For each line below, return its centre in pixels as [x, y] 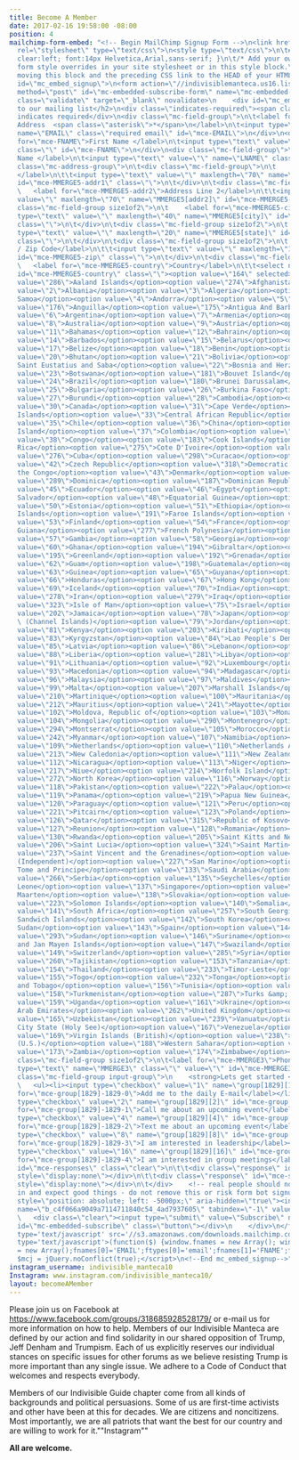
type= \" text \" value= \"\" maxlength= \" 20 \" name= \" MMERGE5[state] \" [147, 232]
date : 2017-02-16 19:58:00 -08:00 [73, 26]
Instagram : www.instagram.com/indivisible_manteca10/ [111, 1275]
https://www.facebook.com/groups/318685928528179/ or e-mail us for [140, 1318]
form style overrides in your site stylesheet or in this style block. [153, 68]
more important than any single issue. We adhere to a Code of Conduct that [148, 1366]
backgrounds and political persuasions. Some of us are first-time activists [144, 1402]
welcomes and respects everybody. [75, 1375]
